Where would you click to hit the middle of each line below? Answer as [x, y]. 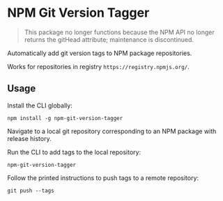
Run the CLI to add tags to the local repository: [74, 152]
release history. [29, 138]
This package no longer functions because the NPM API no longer [119, 32]
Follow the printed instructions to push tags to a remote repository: [103, 178]
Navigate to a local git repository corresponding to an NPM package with [112, 131]
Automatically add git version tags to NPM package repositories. [100, 53]
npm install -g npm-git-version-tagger [65, 118]
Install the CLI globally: [40, 105]
